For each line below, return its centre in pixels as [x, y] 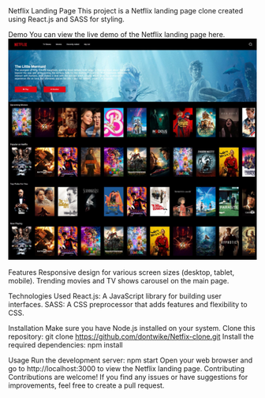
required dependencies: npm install [66, 345]
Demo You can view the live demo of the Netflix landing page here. [117, 34]
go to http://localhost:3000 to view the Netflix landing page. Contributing [127, 369]
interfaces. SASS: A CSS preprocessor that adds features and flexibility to [128, 305]
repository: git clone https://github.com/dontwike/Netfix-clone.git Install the [131, 336]
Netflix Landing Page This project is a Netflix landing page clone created [125, 11]
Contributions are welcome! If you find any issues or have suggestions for [128, 377]
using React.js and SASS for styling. [66, 19]
